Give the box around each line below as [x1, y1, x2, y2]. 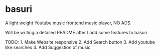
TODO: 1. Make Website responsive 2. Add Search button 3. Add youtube [5, 39, 156, 45]
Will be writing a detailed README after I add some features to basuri [5, 29, 148, 35]
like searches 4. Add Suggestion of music [5, 44, 91, 50]
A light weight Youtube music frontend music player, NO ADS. [5, 20, 132, 26]
